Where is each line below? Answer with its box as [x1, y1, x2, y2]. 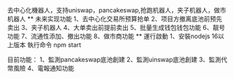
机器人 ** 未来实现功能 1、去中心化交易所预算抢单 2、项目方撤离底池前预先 [7, 15, 223, 23]
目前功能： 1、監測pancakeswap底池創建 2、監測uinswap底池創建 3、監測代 [7, 55, 228, 64]
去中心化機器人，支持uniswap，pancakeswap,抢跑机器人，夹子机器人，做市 [7, 6, 226, 14]
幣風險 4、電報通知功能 [7, 64, 75, 72]
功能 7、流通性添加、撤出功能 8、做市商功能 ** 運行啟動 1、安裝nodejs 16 [7, 32, 219, 40]
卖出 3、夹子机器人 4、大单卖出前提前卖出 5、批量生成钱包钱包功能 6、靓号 [7, 24, 226, 31]
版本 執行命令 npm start [13, 41, 82, 49]
